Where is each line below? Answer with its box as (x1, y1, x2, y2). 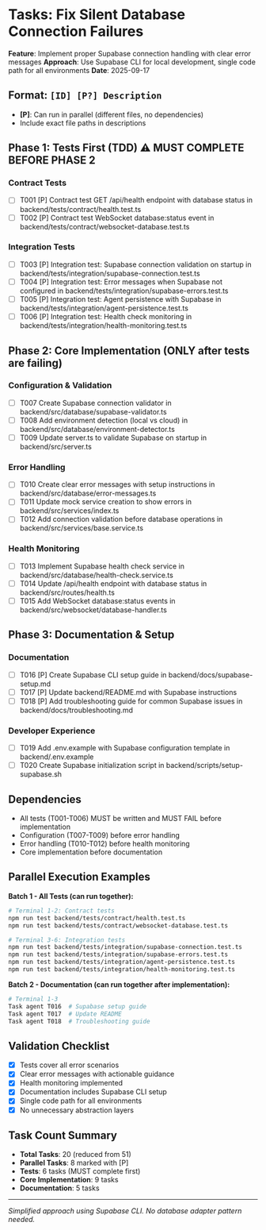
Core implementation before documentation (19, 847, 163, 857)
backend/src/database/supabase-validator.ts (19, 407, 168, 416)
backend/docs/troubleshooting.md (19, 705, 133, 715)
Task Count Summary (8, 1128, 117, 1142)
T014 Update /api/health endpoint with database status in (19, 578, 207, 588)
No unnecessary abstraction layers (19, 1105, 135, 1115)
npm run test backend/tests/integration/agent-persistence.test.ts (8, 958, 236, 966)
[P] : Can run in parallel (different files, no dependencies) (19, 110, 204, 119)
